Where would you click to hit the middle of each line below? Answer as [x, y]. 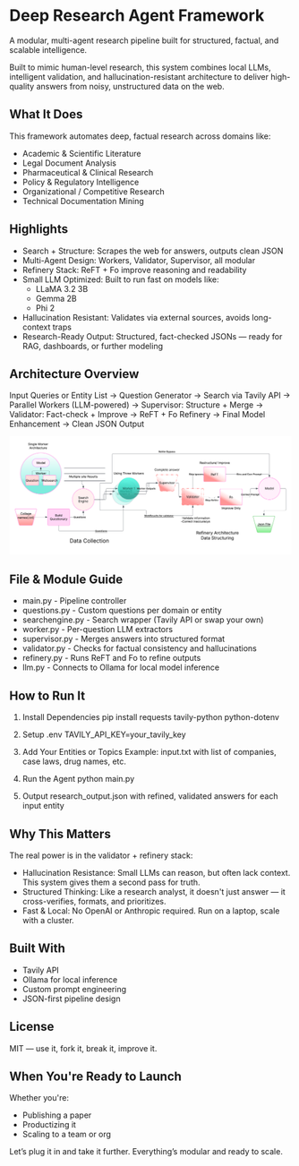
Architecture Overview [74, 374]
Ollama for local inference [70, 979]
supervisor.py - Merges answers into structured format [124, 639]
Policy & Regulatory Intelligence [81, 182]
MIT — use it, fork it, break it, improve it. [83, 1048]
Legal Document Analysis [69, 163]
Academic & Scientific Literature [81, 153]
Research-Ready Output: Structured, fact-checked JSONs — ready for [152, 336]
